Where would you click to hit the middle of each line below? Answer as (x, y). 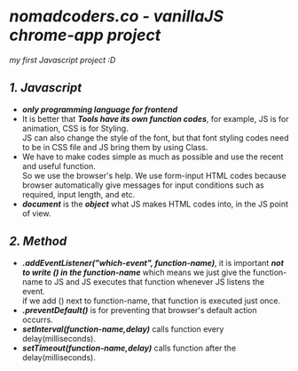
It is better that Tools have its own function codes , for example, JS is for (155, 118)
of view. (36, 213)
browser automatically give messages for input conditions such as (143, 185)
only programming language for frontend (100, 109)
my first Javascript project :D (63, 60)
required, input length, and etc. (78, 194)
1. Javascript (46, 88)
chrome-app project (85, 35)
